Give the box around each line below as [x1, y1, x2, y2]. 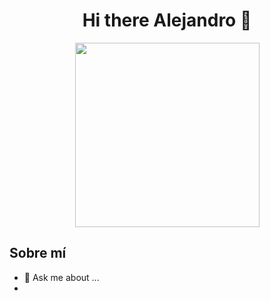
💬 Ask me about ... [23, 271, 100, 283]
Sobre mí [9, 245, 67, 262]
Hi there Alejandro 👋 [82, 9, 252, 32]
